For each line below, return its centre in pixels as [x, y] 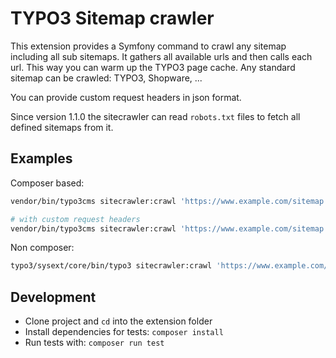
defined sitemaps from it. [62, 127]
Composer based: [47, 183]
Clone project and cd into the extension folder [118, 321]
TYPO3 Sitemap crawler [112, 18]
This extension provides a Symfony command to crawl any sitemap [148, 46]
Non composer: [42, 248]
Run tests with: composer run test [94, 343]
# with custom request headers [75, 219]
